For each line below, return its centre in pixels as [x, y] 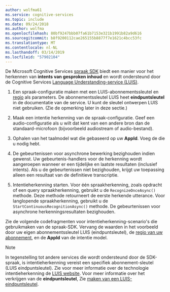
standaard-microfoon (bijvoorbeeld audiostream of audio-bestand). [83, 129]
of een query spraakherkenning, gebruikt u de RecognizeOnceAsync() [84, 190]
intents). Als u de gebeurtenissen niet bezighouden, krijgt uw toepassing [88, 170]
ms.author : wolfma [25, 29]
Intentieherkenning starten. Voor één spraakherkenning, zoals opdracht [87, 185]
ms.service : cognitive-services [39, 15]
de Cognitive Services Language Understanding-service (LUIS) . [72, 82]
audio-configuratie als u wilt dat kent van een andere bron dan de [81, 123]
